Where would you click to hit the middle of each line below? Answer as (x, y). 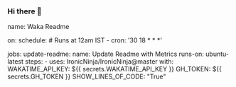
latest (15, 62)
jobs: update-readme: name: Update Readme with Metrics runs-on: (106, 54)
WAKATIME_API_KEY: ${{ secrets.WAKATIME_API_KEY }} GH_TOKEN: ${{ (115, 69)
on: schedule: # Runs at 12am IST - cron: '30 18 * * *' (85, 40)
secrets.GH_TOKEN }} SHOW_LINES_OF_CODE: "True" (87, 76)
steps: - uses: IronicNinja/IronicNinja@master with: (99, 62)
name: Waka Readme (38, 27)
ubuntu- (218, 54)
